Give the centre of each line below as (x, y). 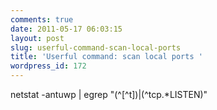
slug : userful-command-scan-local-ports (96, 47)
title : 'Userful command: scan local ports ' (106, 57)
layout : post (37, 38)
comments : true (42, 19)
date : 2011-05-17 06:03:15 (66, 29)
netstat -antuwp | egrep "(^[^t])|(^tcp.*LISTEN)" (109, 94)
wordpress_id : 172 (48, 66)
